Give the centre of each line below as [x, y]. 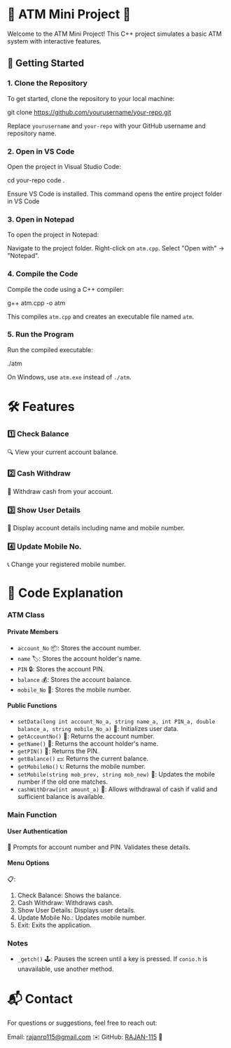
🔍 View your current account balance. [63, 452]
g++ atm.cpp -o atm [36, 303]
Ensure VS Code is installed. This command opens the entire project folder [115, 194]
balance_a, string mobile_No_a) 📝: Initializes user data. [98, 728]
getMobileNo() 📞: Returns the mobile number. [81, 766]
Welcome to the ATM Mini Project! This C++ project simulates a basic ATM [114, 34]
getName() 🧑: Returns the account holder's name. [88, 744]
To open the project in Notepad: [53, 235]
